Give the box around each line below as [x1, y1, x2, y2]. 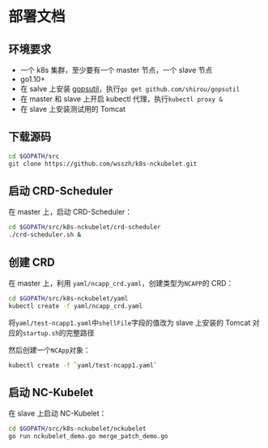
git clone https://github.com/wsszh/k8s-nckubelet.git [8, 160, 198, 168]
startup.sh [23, 329, 59, 337]
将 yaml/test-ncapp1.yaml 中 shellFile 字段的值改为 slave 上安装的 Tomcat [8, 318, 251, 327]
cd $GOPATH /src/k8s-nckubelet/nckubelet [8, 425, 147, 433]
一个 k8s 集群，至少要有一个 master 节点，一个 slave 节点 [19, 66, 213, 75]
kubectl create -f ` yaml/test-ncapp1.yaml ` [8, 361, 158, 369]
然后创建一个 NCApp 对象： [8, 345, 91, 355]
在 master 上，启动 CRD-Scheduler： [8, 207, 133, 217]
